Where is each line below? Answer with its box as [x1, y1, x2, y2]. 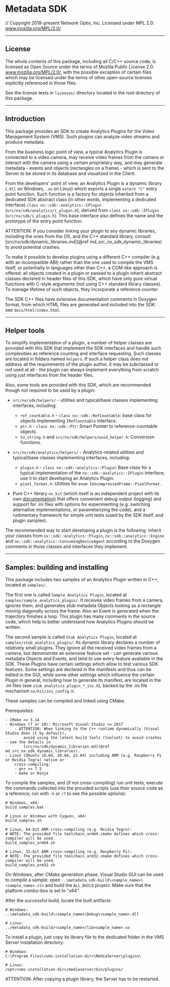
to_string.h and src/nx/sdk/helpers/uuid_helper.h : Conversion [20, 434, 155, 440]
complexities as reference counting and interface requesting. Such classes [5, 351, 161, 357]
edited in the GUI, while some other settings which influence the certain [5, 672, 155, 678]
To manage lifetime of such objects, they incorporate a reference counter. [5, 286, 159, 292]
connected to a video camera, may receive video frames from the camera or [5, 154, 164, 160]
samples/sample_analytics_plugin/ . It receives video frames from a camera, [5, 597, 163, 603]
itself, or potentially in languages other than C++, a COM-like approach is [5, 265, 158, 271]
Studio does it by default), [5, 731, 67, 736]
